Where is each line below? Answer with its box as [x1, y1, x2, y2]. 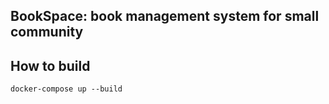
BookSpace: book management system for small [10, 8, 320, 25]
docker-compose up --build [10, 84, 123, 94]
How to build [10, 57, 91, 74]
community [10, 24, 84, 41]
